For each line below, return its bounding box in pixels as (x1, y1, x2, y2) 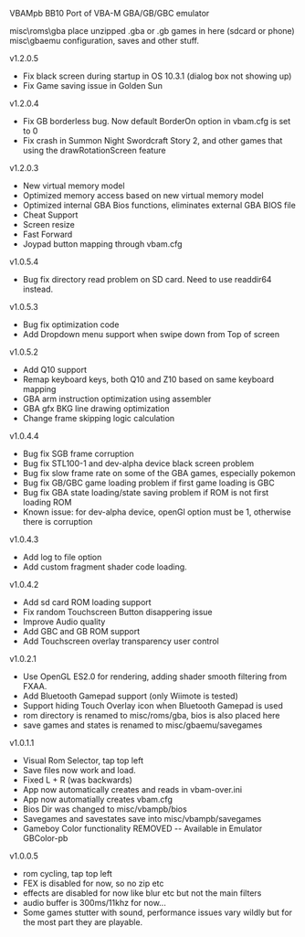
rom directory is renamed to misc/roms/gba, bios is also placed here (22, 710, 280, 720)
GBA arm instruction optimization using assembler (22, 393, 212, 404)
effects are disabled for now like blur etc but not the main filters (22, 888, 262, 899)
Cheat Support (22, 209, 79, 220)
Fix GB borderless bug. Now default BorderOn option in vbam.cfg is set (22, 116, 291, 126)
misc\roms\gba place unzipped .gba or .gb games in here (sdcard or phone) (9, 26, 295, 36)
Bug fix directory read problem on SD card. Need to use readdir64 (22, 274, 272, 284)
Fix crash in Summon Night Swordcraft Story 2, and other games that (22, 135, 283, 145)
